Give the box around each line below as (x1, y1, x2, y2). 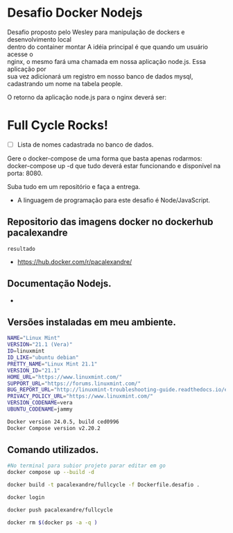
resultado (7, 245, 36, 252)
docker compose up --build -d (7, 469, 95, 476)
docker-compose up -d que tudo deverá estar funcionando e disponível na (7, 161, 221, 170)
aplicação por (7, 65, 46, 73)
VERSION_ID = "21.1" (7, 367, 60, 374)
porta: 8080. (7, 169, 43, 177)
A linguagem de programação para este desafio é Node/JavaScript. (17, 196, 210, 204)
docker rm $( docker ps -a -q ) (7, 519, 98, 526)
